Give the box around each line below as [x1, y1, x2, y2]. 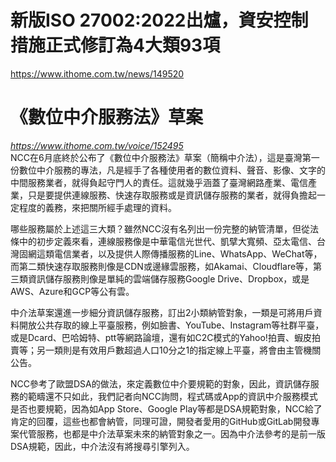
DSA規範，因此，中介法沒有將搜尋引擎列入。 [10, 440, 195, 452]
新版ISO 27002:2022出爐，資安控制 [10, 9, 309, 32]
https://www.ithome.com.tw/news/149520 [10, 67, 185, 80]
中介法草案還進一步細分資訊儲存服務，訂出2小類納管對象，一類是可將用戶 [10, 306, 314, 318]
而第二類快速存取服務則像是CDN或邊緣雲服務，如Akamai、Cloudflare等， [10, 260, 314, 272]
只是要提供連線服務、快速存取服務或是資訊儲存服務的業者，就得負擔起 [27, 189, 317, 201]
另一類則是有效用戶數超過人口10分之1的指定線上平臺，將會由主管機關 [36, 344, 322, 356]
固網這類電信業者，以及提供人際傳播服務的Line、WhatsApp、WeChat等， [18, 247, 323, 260]
